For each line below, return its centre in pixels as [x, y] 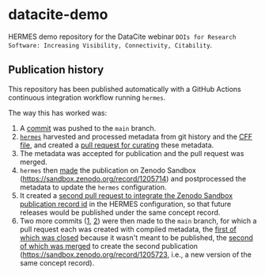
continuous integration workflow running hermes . [87, 97]
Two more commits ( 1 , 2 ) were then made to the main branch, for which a [138, 220]
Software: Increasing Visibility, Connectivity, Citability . [110, 44]
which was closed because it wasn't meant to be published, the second [136, 237]
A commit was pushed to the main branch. [88, 128]
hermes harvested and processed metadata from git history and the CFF [136, 136]
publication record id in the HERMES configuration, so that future [125, 204]
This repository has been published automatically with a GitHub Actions [125, 89]
